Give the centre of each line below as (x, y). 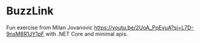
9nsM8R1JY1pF (25, 33)
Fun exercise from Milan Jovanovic (50, 27)
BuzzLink (30, 11)
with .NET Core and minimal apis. (87, 33)
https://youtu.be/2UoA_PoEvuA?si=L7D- (144, 27)
